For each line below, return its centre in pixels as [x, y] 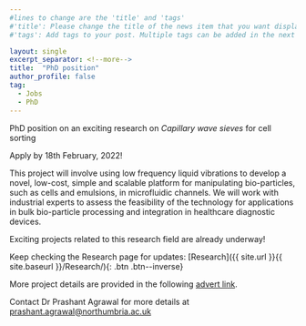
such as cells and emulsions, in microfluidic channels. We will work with [144, 192]
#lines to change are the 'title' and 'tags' [97, 18]
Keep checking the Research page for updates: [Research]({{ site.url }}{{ [146, 257]
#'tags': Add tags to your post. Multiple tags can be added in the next [153, 35]
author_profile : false [52, 77]
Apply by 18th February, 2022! [66, 155]
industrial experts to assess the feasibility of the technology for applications [152, 202]
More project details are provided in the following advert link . [124, 284]
